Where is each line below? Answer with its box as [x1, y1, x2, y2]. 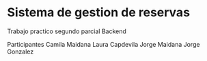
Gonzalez [7, 47, 34, 56]
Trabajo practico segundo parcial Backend [7, 27, 126, 35]
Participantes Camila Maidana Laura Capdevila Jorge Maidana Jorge [7, 40, 200, 48]
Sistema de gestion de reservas [7, 5, 190, 20]
